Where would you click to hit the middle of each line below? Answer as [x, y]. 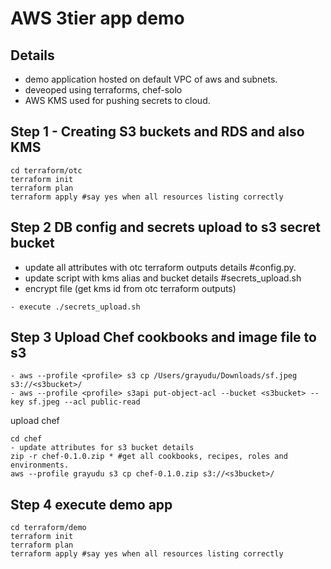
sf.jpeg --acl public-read [84, 402]
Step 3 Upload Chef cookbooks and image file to [163, 337]
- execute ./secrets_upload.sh [75, 307]
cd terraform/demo [48, 528]
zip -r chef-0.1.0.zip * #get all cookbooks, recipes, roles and [149, 457]
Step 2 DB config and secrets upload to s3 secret [165, 227]
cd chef [26, 439]
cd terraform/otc [46, 170]
